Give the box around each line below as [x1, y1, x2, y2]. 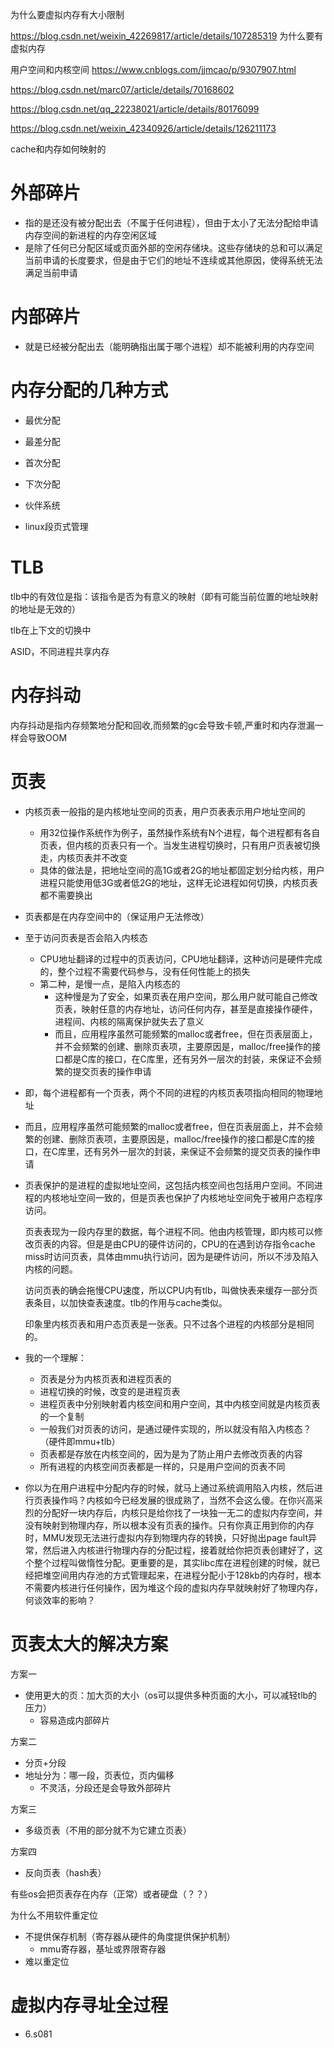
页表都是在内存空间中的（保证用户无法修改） [24, 910, 210, 922]
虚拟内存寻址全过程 [10, 1994, 169, 2017]
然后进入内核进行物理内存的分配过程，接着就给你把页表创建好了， [42, 1544, 315, 1556]
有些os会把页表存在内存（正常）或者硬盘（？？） [10, 1888, 213, 1900]
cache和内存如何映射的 [10, 143, 107, 155]
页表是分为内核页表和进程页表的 [39, 1373, 172, 1385]
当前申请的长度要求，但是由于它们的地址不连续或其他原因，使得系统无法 [24, 254, 323, 266]
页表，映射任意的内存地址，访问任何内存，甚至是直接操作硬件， [54, 1003, 318, 1015]
